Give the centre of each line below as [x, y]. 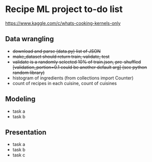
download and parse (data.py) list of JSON [57, 51]
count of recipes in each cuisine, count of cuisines [64, 83]
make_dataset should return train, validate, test [61, 56]
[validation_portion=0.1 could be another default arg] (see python [80, 67]
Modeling [20, 99]
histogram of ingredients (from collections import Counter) [73, 78]
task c [19, 155]
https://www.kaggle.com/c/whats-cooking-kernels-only [63, 23]
